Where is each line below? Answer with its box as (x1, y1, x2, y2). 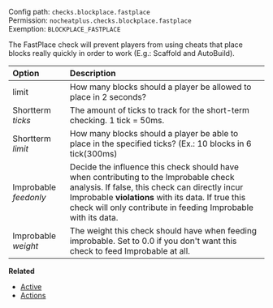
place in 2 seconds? (69, 92, 146, 102)
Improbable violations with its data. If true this (69, 192, 246, 203)
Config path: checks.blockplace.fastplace (8, 7, 150, 16)
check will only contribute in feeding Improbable (69, 202, 254, 213)
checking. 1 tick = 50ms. (69, 115, 165, 126)
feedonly (12, 192, 46, 203)
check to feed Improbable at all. (69, 246, 191, 256)
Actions (19, 291, 46, 300)
